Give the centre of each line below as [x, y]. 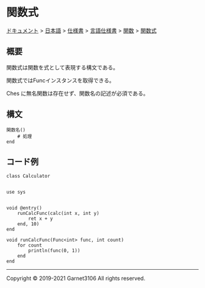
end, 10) [28, 224]
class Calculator [28, 176]
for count [30, 245]
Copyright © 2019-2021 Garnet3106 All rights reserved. [76, 278]
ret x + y [41, 219]
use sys [16, 192]
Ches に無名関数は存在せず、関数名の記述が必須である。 [77, 93]
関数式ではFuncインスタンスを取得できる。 [60, 80]
